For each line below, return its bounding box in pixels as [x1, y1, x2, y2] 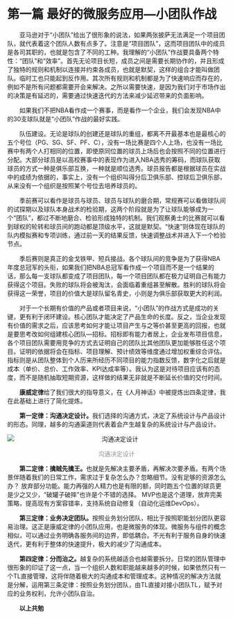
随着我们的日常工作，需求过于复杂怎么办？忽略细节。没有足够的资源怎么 [19, 473, 226, 481]
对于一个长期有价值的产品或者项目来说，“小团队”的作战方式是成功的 [19, 303, 214, 312]
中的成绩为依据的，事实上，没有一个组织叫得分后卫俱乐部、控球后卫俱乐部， [7, 173, 226, 181]
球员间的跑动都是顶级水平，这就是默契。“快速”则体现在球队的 [49, 222, 225, 230]
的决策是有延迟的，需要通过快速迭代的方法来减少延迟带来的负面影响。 [7, 91, 208, 99]
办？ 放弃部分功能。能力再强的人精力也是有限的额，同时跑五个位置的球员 [7, 482, 216, 490]
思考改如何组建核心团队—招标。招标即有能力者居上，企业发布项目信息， [19, 330, 226, 338]
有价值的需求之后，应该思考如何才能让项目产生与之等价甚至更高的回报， [7, 321, 214, 330]
